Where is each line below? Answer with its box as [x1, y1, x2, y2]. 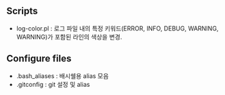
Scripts [6, 5, 38, 17]
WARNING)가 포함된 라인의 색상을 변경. [16, 33, 122, 41]
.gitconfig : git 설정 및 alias [16, 80, 90, 88]
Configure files [6, 53, 72, 64]
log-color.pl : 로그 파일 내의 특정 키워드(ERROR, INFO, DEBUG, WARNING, [16, 24, 219, 33]
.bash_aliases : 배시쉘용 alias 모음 [16, 71, 109, 80]
